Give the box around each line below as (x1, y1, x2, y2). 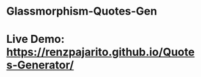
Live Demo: (6, 32, 65, 46)
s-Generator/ (6, 58, 75, 72)
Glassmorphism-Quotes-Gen (6, 4, 158, 18)
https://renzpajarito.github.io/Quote (6, 45, 195, 59)
